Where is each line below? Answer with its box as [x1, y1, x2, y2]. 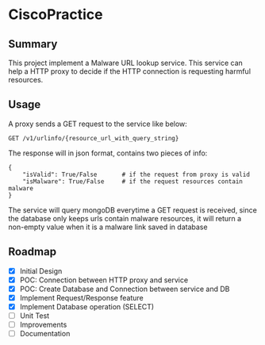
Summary [8, 37, 58, 51]
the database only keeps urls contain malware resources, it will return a [8, 213, 242, 223]
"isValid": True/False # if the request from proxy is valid [22, 171, 250, 178]
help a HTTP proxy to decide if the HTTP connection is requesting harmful [8, 67, 252, 76]
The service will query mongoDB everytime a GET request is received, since [8, 205, 258, 215]
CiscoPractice [8, 6, 103, 24]
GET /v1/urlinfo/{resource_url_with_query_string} [8, 134, 179, 142]
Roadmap [8, 245, 57, 259]
